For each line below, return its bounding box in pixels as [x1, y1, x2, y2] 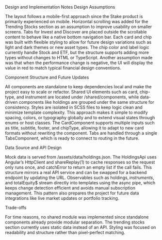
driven [5, 99, 18, 105]
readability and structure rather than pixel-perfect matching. [5, 230, 125, 235]
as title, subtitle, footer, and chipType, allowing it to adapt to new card [5, 125, 144, 130]
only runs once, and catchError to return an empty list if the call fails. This [5, 164, 152, 170]
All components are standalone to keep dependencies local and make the [5, 84, 152, 89]
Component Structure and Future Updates [5, 75, 89, 80]
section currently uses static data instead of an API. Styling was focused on [5, 224, 156, 230]
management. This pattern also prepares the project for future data [5, 190, 139, 196]
